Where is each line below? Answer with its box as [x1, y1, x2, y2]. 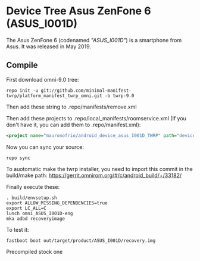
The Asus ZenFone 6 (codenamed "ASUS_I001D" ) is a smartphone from [6, 36, 182, 44]
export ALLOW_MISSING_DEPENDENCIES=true [6, 200, 108, 206]
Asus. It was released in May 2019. [6, 43, 91, 50]
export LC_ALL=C [6, 205, 46, 211]
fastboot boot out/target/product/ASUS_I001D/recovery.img [6, 237, 156, 244]
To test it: [6, 226, 29, 233]
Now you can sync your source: [6, 143, 85, 150]
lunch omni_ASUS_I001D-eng [6, 210, 73, 216]
